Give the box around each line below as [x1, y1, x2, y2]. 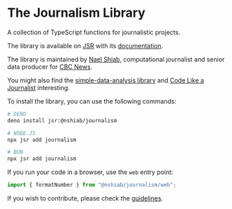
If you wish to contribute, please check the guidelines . [7, 194, 164, 203]
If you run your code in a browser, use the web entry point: [7, 168, 173, 176]
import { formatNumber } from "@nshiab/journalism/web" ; [7, 182, 177, 189]
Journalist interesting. [7, 83, 70, 92]
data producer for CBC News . [7, 62, 93, 71]
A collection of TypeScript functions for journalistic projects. [7, 28, 180, 36]
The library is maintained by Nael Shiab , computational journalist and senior [7, 55, 225, 64]
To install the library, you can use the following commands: [7, 96, 177, 106]
